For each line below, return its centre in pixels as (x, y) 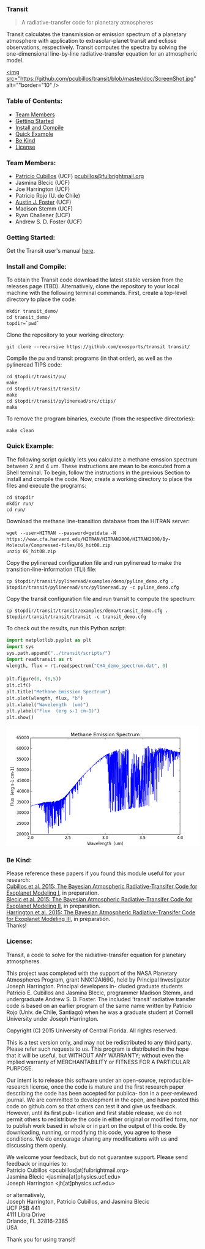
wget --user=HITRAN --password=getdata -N (61, 533)
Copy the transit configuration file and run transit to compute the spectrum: (101, 598)
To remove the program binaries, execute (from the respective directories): (101, 419)
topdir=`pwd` (23, 324)
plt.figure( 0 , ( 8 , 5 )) (34, 679)
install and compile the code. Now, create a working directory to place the (99, 479)
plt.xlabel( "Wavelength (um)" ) (47, 705)
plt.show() (20, 718)
